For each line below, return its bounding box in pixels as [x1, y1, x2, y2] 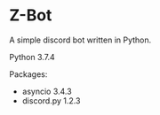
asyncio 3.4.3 [21, 86, 73, 96]
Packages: [9, 68, 48, 80]
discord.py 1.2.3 [21, 95, 81, 106]
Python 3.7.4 [9, 51, 55, 62]
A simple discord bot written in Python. [9, 34, 152, 45]
